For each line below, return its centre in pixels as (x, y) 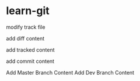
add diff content (25, 38)
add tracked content (30, 50)
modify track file (26, 27)
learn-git (28, 11)
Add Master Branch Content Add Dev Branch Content (70, 72)
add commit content (30, 61)
